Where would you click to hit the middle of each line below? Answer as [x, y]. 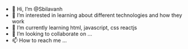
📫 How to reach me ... [39, 40]
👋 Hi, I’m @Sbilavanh [37, 9]
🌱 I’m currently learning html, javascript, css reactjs [74, 27]
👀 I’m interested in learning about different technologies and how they [97, 15]
